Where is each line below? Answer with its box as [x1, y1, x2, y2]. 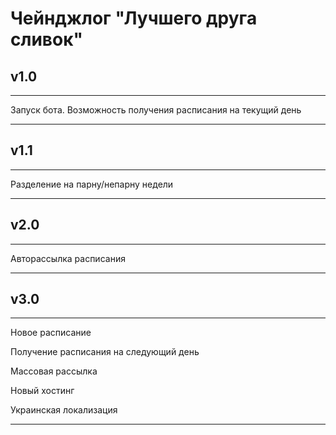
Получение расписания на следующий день [10, 346, 200, 358]
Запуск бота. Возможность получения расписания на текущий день [10, 104, 302, 116]
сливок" [10, 28, 83, 51]
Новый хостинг [10, 385, 75, 397]
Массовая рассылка [10, 365, 98, 377]
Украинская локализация [10, 404, 118, 416]
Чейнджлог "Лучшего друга [10, 7, 258, 30]
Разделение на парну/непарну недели [10, 178, 174, 190]
